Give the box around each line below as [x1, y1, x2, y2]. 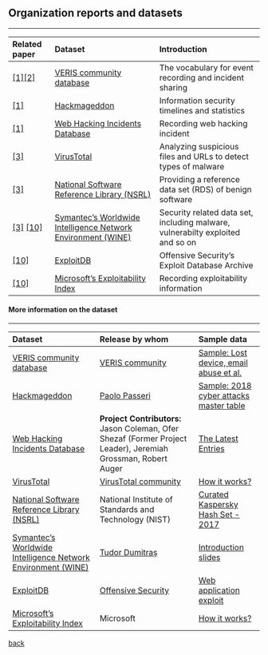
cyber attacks [198, 391, 250, 402]
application [198, 585, 241, 596]
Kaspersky [198, 499, 239, 510]
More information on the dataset [8, 305, 118, 315]
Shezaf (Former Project [99, 433, 187, 444]
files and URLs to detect [159, 151, 250, 162]
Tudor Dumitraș [99, 547, 158, 558]
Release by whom [99, 334, 169, 345]
